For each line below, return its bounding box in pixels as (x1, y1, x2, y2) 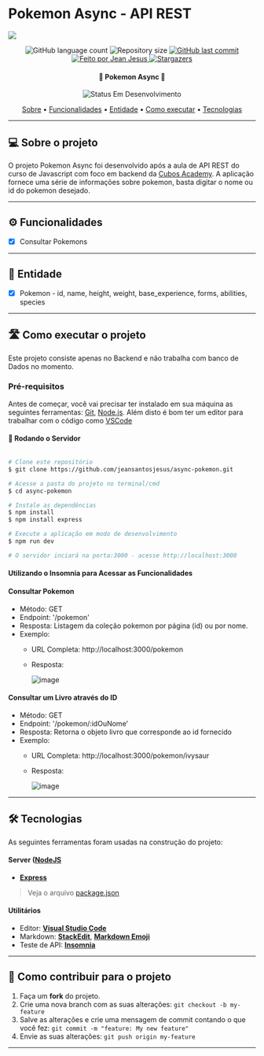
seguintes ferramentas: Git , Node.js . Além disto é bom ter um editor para (8, 407, 244, 417)
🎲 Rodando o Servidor (8, 434, 81, 443)
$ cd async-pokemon (8, 487, 72, 495)
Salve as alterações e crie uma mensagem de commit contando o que (19, 1014, 246, 1024)
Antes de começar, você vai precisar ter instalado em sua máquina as (8, 399, 233, 408)
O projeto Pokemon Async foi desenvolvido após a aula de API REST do (8, 161, 240, 170)
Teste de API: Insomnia (19, 940, 96, 949)
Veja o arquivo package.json (27, 888, 119, 897)
